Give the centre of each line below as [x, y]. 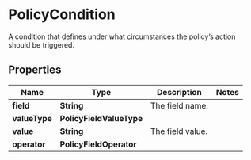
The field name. [179, 105]
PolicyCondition [62, 15]
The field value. [179, 131]
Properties [35, 70]
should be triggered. [42, 44]
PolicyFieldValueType [101, 118]
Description [179, 92]
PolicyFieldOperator [98, 144]
